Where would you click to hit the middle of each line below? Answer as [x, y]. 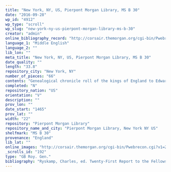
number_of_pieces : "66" [31, 76]
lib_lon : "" [18, 52]
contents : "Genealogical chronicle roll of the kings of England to [79, 81]
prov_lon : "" [19, 105]
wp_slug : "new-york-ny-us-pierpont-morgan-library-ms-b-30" [70, 29]
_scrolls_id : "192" [26, 152]
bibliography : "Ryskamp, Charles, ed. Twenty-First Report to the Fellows [86, 161]
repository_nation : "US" [32, 90]
